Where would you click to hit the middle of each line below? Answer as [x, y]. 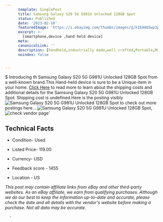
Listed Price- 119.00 [32, 150]
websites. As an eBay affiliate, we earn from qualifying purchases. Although [81, 192]
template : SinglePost [40, 9]
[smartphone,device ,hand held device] [63, 37]
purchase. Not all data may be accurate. [46, 208]
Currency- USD [27, 159]
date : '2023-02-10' [37, 23]
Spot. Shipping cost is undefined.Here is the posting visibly [64, 98]
